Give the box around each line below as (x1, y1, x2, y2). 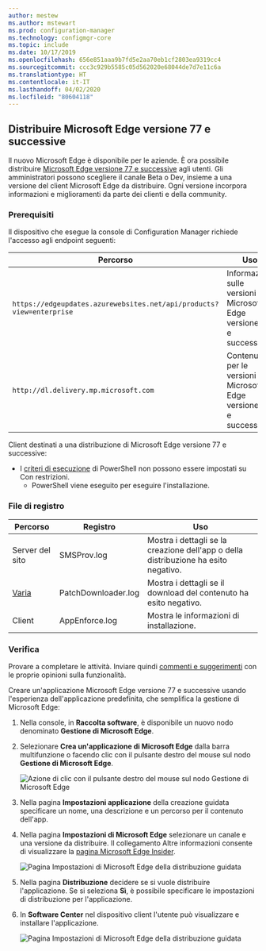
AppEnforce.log (59, 614, 117, 626)
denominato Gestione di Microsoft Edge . (19, 726, 154, 735)
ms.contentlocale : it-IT (8, 78, 90, 86)
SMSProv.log (59, 549, 108, 560)
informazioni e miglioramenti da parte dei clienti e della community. (8, 190, 227, 199)
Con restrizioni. (19, 472, 70, 482)
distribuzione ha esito (146, 554, 228, 565)
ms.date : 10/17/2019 (8, 48, 77, 56)
